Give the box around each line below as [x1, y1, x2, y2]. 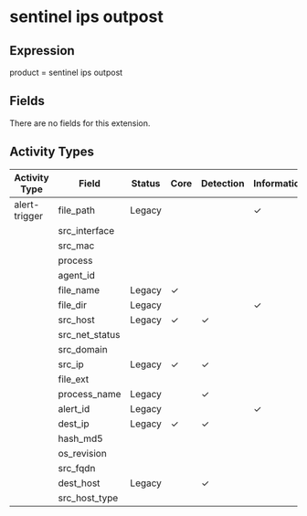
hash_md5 [58, 432, 103, 445]
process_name [58, 387, 122, 400]
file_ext [58, 373, 90, 385]
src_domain [58, 342, 108, 355]
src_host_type [58, 491, 119, 504]
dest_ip [58, 417, 90, 430]
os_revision [58, 447, 107, 459]
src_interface [58, 224, 115, 237]
